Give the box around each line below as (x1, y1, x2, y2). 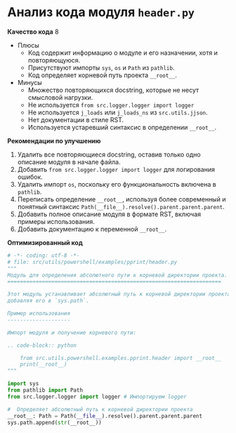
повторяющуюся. (27, 55, 81, 64)
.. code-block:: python (7, 342, 77, 349)
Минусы (17, 78, 42, 86)
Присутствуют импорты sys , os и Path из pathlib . (27, 63, 175, 72)
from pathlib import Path (7, 387, 83, 394)
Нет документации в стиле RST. (27, 115, 124, 124)
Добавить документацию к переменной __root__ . (17, 225, 167, 233)
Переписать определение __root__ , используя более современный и (17, 194, 226, 204)
